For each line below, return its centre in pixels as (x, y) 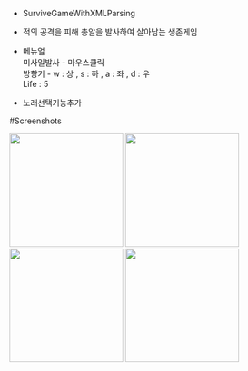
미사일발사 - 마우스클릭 (63, 62)
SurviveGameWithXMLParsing (79, 13)
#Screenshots (35, 121)
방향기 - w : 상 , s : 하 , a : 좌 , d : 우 (86, 73)
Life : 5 (35, 84)
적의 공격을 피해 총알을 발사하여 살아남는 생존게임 (110, 32)
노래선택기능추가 (52, 103)
